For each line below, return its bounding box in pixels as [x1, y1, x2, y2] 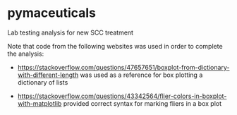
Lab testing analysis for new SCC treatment [7, 28, 134, 37]
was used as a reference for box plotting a [80, 71, 203, 79]
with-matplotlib [17, 99, 62, 107]
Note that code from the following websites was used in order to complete [7, 42, 224, 50]
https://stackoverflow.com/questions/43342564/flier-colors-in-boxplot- [17, 92, 227, 100]
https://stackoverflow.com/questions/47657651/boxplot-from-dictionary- [17, 63, 230, 71]
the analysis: [7, 49, 44, 58]
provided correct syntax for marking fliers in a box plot [63, 99, 222, 107]
